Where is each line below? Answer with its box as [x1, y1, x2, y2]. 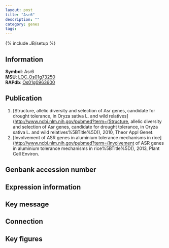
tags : [5, 26, 17, 32]
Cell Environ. [12, 150, 40, 157]
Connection [5, 217, 43, 226]
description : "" [5, 17, 40, 22]
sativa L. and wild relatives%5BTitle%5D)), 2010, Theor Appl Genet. [12, 129, 154, 135]
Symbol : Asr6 [5, 68, 35, 74]
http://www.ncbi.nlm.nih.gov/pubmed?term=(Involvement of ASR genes [14, 140, 164, 146]
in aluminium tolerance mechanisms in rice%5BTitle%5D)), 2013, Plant [12, 145, 160, 151]
